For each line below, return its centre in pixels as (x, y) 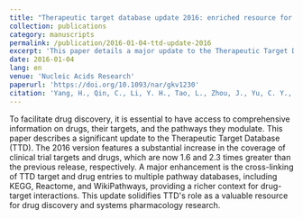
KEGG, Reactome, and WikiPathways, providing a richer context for (134, 186)
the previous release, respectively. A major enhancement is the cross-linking (151, 167)
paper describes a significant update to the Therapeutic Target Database (145, 138)
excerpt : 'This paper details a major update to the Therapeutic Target (149, 51)
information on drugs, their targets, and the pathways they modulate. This (146, 128)
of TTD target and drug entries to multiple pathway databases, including (143, 176)
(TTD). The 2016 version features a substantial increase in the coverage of (147, 147)
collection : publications (58, 26)
